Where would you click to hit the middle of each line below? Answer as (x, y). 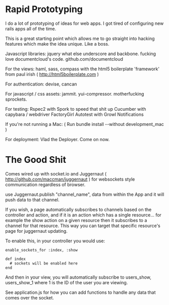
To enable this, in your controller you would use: (55, 241)
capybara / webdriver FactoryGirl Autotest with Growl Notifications (74, 114)
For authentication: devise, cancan (41, 84)
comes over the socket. (30, 297)
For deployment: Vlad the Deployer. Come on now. (58, 139)
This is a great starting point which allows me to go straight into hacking (80, 38)
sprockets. (16, 99)
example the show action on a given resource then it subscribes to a (76, 220)
